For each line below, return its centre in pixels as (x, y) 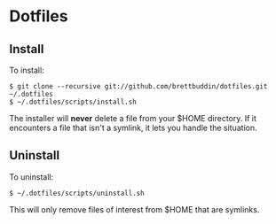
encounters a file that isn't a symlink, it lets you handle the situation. (133, 127)
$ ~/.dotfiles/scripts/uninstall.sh (77, 193)
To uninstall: (32, 177)
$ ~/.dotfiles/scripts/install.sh (73, 102)
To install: (27, 70)
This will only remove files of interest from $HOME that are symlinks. (134, 209)
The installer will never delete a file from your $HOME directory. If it (133, 118)
